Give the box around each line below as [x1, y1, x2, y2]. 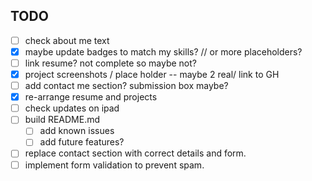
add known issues [39, 125, 115, 137]
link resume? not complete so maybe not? [24, 57, 198, 69]
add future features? [39, 136, 125, 148]
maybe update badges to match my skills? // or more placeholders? [24, 45, 303, 58]
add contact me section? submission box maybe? [24, 80, 229, 92]
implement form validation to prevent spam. [24, 159, 205, 171]
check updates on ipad [24, 102, 120, 114]
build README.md [24, 114, 101, 126]
